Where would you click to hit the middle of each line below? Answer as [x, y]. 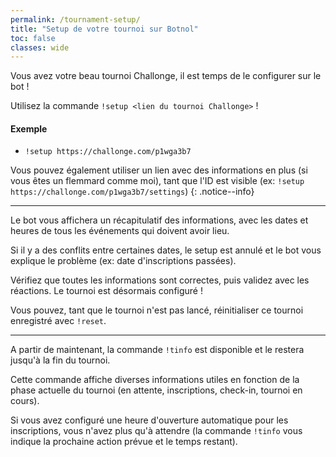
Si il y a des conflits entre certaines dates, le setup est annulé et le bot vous [166, 250]
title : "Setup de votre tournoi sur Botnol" [104, 29]
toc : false [33, 38]
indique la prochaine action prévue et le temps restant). [124, 442]
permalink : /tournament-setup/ [75, 19]
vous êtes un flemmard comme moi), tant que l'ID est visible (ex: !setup [157, 181]
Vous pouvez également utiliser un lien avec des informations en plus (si [159, 170]
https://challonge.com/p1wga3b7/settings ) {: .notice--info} [132, 192]
